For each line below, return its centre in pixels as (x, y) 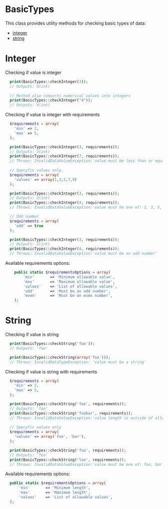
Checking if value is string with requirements (51, 372)
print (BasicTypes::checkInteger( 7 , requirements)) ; (65, 156)
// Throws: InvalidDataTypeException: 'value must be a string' (78, 362)
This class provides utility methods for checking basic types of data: (75, 23)
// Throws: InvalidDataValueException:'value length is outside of (81, 418)
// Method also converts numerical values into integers (70, 96)
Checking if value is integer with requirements (52, 115)
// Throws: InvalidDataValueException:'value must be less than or (81, 161)
